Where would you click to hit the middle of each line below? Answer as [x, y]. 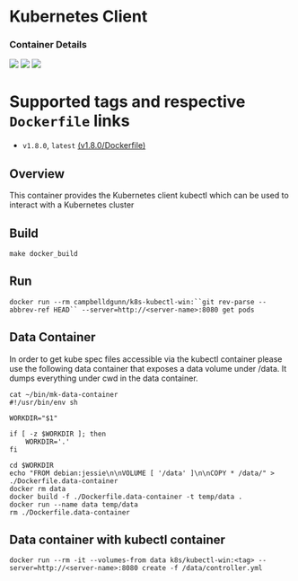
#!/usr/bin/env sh [44, 402]
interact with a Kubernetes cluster [72, 205]
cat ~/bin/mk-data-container [64, 394]
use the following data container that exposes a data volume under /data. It [148, 368]
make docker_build [44, 254]
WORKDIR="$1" [34, 418]
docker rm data [38, 489]
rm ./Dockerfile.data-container [70, 512]
